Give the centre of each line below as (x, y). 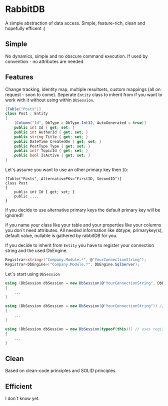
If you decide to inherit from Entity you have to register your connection (79, 245)
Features (19, 77)
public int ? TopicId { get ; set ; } (51, 151)
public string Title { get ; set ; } (51, 137)
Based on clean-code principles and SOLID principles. (61, 370)
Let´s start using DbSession (32, 274)
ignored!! (14, 215)
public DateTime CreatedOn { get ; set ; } (58, 141)
